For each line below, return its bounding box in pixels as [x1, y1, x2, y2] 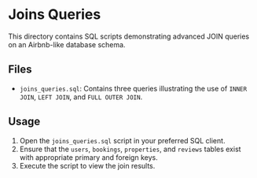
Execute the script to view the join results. [19, 161, 156, 170]
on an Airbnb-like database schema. [8, 39, 126, 49]
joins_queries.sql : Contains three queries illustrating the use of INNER [19, 83, 248, 93]
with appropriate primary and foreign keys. [19, 152, 159, 162]
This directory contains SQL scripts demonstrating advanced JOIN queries [8, 32, 250, 41]
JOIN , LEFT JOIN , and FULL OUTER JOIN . [19, 92, 143, 102]
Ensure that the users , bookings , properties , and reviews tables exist [19, 144, 241, 154]
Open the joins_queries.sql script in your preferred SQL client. [19, 135, 226, 145]
